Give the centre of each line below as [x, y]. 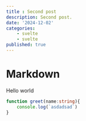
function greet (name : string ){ [43, 101]
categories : [21, 28]
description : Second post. [39, 17]
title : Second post [32, 12]
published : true [26, 45]
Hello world [20, 90]
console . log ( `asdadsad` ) [47, 107]
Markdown [33, 74]
